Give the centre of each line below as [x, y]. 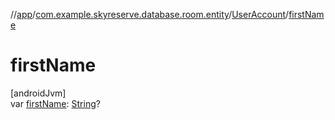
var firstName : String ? [55, 103]
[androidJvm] [38, 93]
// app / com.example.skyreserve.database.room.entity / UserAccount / [150, 14]
